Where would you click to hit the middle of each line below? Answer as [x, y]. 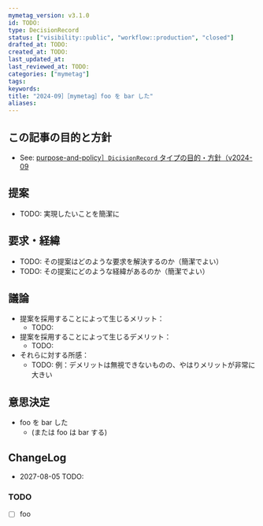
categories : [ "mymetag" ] [49, 74]
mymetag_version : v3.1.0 [49, 15]
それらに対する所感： [54, 355]
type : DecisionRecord [44, 30]
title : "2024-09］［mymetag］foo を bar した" [81, 96]
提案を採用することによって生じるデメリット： [95, 337]
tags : [17, 81]
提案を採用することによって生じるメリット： [92, 319]
